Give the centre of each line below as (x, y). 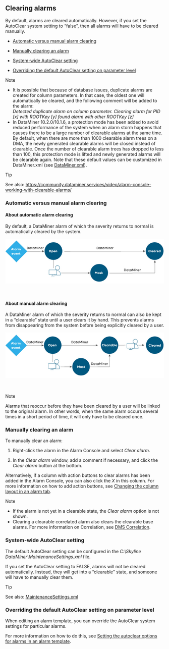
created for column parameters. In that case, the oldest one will (78, 95)
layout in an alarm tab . (28, 492)
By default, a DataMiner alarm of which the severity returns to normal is (79, 226)
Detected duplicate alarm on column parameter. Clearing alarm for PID (86, 111)
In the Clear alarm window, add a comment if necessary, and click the (85, 460)
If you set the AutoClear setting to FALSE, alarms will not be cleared (75, 566)
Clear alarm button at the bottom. (47, 466)
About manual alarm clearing (36, 303)
